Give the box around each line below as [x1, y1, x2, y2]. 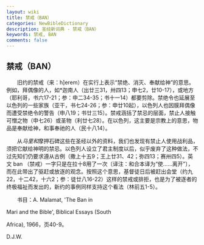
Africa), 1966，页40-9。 [6, 221, 68, 228]
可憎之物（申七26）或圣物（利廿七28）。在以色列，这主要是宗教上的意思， [6, 116, 193, 124]
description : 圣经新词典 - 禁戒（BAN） [6, 26, 99, 32]
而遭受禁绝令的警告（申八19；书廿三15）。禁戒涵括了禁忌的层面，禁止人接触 [6, 109, 196, 116]
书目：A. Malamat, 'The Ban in [16, 196, 93, 203]
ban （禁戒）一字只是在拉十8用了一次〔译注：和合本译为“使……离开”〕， [13, 160, 194, 168]
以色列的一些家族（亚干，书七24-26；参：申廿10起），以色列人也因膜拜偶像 [6, 101, 196, 108]
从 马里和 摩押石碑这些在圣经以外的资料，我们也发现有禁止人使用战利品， [16, 137, 199, 144]
